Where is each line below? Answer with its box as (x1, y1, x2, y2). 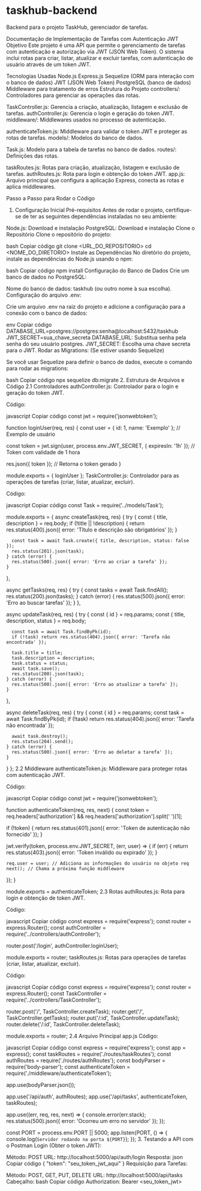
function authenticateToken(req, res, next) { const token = (6, 806, 149, 813)
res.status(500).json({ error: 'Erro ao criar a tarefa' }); (11, 558, 168, 565)
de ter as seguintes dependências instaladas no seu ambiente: (22, 212, 177, 220)
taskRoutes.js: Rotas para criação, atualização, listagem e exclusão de (6, 164, 180, 171)
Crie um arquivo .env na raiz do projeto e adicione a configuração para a (6, 303, 186, 310)
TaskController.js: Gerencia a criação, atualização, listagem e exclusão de (6, 103, 188, 110)
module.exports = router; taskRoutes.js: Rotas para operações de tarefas (6, 953, 187, 961)
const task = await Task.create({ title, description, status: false (11, 537, 189, 543)
